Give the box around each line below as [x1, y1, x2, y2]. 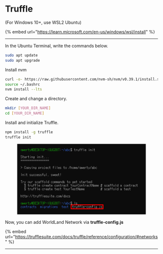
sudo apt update [5, 52, 38, 58]
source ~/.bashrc [5, 82, 40, 87]
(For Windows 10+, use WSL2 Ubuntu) [5, 19, 81, 25]
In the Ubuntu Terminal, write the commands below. [5, 43, 108, 49]
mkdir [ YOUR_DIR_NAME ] [5, 106, 51, 111]
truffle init [5, 135, 32, 139]
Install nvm [5, 67, 27, 72]
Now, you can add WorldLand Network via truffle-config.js [5, 220, 124, 225]
